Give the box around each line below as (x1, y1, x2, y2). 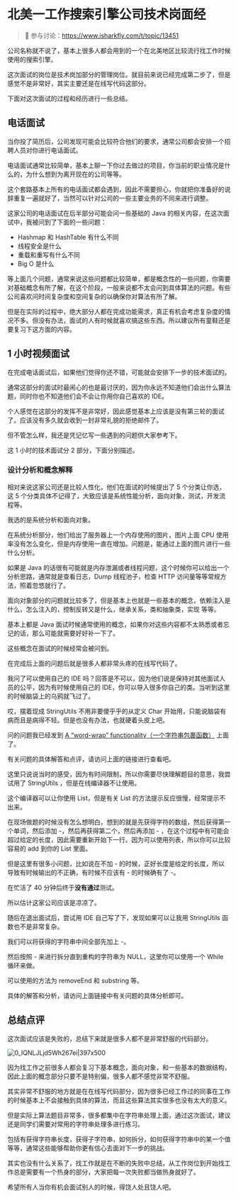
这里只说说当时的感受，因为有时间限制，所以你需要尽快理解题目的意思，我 (7, 770, 225, 778)
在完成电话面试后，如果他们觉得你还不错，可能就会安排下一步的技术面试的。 (7, 368, 231, 376)
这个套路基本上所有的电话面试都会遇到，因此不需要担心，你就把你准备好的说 (7, 185, 231, 194)
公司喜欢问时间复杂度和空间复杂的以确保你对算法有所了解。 (7, 292, 181, 301)
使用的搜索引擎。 (7, 55, 57, 64)
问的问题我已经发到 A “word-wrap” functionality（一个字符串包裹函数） (7, 731, 215, 739)
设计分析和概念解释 (7, 465, 73, 475)
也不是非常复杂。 (13, 922, 64, 931)
